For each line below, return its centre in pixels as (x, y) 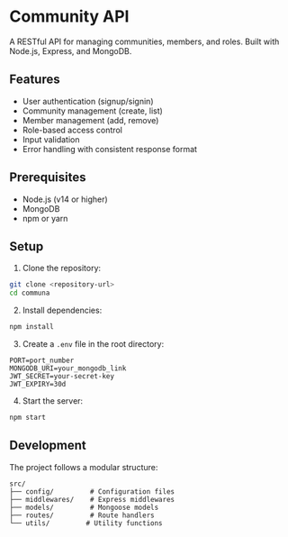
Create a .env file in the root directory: (93, 344)
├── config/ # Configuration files (92, 491)
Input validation (51, 139)
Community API (69, 17)
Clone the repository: (62, 268)
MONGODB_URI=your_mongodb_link (68, 369)
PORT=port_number (42, 360)
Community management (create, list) (93, 111)
